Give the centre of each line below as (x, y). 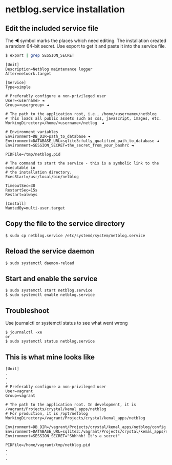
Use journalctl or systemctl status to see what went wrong (67, 323)
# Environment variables (32, 132)
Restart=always (21, 195)
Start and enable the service (51, 278)
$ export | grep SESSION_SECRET (40, 55)
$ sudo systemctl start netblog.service (49, 290)
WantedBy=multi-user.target (35, 208)
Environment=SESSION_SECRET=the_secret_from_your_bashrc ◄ (70, 145)
